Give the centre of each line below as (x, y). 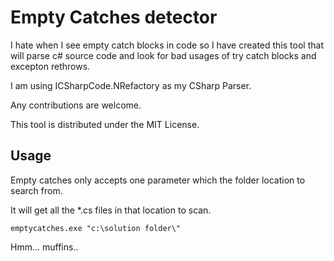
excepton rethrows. (50, 66)
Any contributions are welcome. (76, 105)
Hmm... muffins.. (44, 247)
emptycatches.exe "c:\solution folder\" (96, 228)
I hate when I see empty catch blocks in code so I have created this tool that (167, 45)
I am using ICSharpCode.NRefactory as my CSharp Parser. (131, 85)
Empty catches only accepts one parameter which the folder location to (158, 180)
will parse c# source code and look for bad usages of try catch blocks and (163, 55)
